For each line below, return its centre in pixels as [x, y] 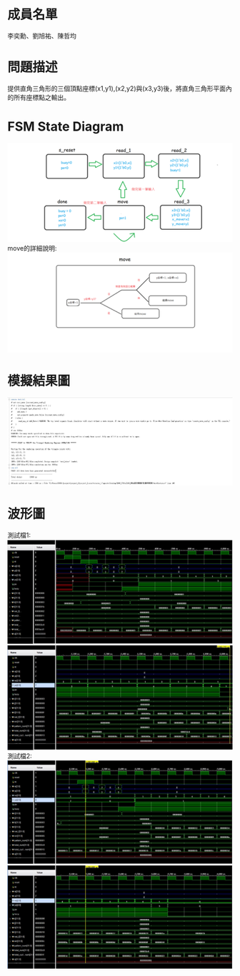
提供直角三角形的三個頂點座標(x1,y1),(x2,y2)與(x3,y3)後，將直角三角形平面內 [120, 88]
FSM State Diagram [66, 127]
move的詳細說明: [32, 248]
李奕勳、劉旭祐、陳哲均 [42, 36]
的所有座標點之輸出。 [39, 97]
